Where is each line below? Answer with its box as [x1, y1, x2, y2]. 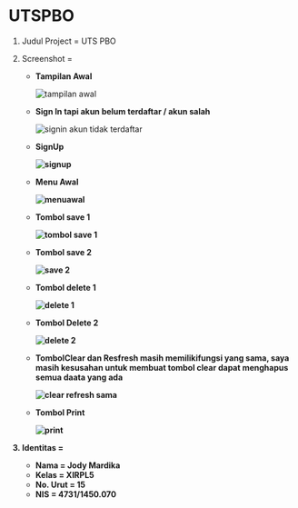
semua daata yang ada [35, 372, 124, 383]
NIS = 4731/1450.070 [35, 488, 117, 500]
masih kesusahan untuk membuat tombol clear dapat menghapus [35, 362, 289, 373]
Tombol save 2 [35, 246, 93, 257]
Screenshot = [21, 53, 74, 64]
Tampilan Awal [35, 70, 93, 82]
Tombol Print [35, 406, 85, 418]
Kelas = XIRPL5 [35, 469, 94, 480]
